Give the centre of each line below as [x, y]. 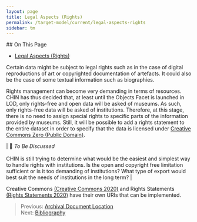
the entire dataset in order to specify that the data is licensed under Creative [98, 129]
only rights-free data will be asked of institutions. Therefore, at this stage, [95, 110]
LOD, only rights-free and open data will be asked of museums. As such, [94, 104]
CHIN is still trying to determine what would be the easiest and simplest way [98, 159]
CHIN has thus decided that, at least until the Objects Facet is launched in [95, 97]
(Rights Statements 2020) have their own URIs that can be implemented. [94, 195]
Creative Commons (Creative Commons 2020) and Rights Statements [90, 189]
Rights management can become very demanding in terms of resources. [94, 91]
